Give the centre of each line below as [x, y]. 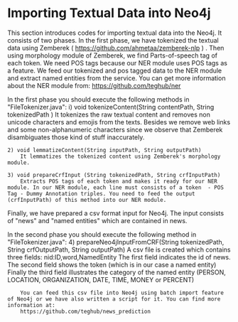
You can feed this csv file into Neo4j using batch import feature [122, 293]
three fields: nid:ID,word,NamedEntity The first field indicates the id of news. [119, 257]
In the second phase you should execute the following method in [102, 234]
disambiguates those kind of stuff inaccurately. [76, 137]
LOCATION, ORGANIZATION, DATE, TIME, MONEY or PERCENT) [101, 279]
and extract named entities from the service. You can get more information [117, 78]
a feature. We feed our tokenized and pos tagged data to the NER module [115, 70]
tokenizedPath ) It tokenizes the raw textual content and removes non [109, 114]
